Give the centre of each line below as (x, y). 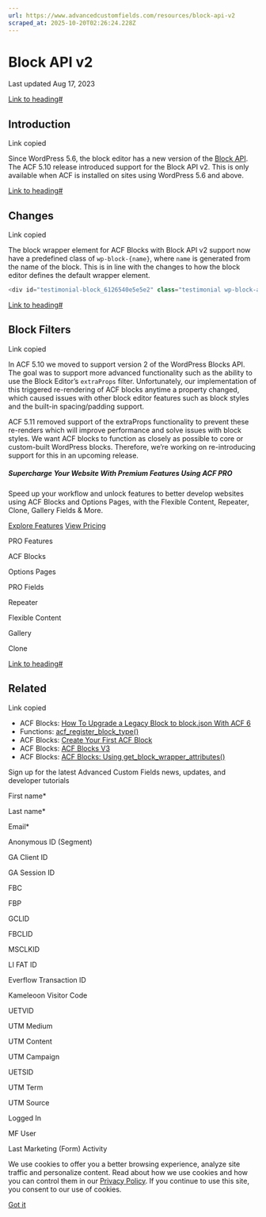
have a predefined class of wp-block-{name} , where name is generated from (129, 259)
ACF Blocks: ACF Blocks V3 (65, 748)
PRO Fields (26, 587)
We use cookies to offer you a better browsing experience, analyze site (124, 1164)
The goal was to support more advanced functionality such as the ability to (131, 372)
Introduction (40, 124)
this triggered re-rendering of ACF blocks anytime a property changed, (124, 390)
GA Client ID (28, 857)
